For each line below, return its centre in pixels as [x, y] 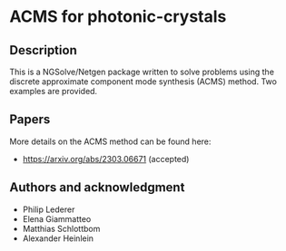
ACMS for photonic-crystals [118, 17]
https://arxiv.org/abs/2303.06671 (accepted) [106, 159]
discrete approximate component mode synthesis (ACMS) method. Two [143, 82]
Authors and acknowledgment [97, 188]
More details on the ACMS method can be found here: [110, 141]
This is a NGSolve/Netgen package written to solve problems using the [142, 72]
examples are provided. [54, 91]
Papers [30, 120]
